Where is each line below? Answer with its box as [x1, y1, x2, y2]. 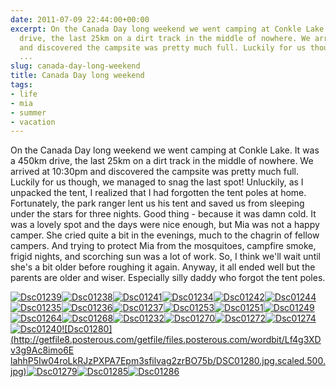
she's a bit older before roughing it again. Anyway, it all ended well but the [10, 261, 316, 273]
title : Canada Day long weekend [10, 71, 145, 81]
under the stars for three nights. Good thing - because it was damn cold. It [10, 208, 317, 220]
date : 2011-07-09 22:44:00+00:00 [10, 14, 150, 25]
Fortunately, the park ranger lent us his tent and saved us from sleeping [10, 197, 305, 210]
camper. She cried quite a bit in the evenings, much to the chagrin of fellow [10, 229, 320, 241]
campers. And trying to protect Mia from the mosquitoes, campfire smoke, [10, 240, 317, 252]
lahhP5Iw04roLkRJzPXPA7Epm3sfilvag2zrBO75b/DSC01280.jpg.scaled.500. [10, 355, 326, 367]
